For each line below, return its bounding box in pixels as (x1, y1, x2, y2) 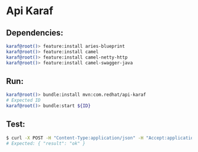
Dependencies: (6, 28, 64, 38)
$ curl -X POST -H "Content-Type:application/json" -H (6, 135, 144, 141)
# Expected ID (6, 98, 41, 104)
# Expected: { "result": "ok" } (6, 140, 85, 146)
